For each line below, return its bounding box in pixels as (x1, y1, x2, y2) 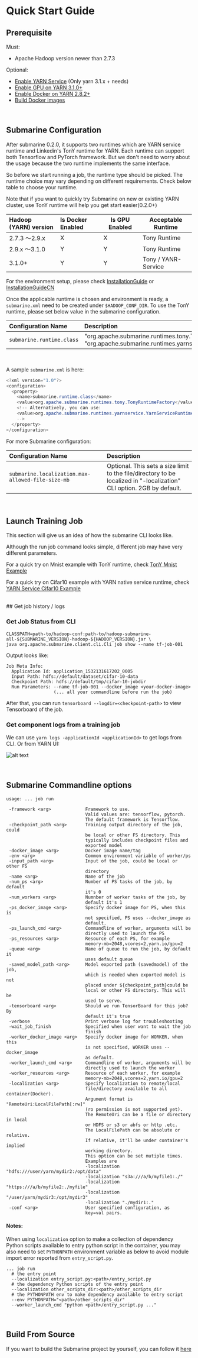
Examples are (85, 1158, 117, 1164)
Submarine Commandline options (6, 780, 132, 790)
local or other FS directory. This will (85, 987, 186, 993)
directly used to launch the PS (85, 930, 165, 936)
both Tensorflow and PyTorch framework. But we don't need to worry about (6, 153, 190, 160)
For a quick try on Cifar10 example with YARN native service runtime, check (6, 578, 190, 586)
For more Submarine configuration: (6, 438, 91, 445)
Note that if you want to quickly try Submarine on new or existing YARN (6, 195, 180, 202)
